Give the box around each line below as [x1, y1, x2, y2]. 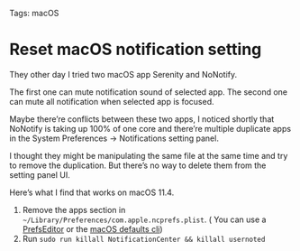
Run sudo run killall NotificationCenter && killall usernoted [22, 233, 266, 244]
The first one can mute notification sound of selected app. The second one [9, 86, 288, 98]
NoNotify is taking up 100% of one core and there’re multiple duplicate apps [9, 123, 291, 134]
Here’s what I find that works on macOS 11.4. [9, 187, 175, 198]
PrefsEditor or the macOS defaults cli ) [22, 223, 164, 234]
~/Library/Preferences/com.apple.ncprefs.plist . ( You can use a [22, 214, 267, 225]
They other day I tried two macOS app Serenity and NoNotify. [9, 69, 238, 79]
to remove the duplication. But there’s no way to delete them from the [9, 160, 267, 171]
